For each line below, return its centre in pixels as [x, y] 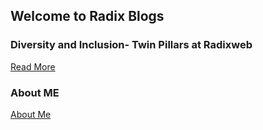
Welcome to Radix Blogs [87, 16]
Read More [33, 66]
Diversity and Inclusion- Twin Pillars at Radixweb [131, 45]
